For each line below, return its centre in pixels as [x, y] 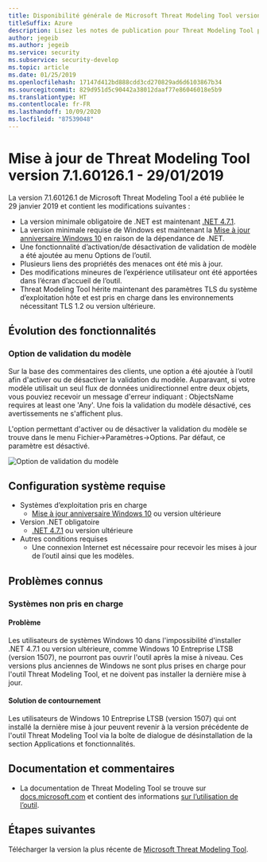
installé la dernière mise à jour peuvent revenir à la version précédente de [128, 727]
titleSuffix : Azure [41, 23]
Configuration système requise [87, 486]
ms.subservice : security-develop [64, 60]
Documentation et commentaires [91, 769]
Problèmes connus [56, 581]
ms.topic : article [39, 68]
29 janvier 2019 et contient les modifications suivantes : [99, 206]
